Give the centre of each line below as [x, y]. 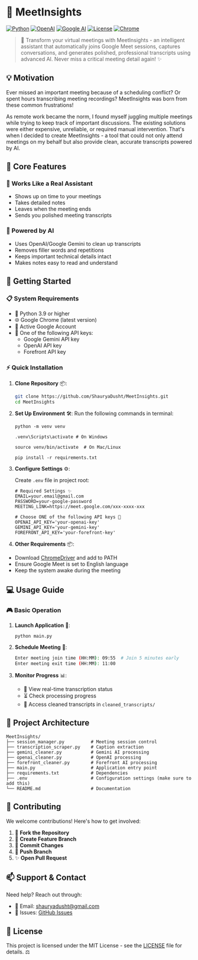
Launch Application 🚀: [43, 625]
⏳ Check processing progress [60, 696]
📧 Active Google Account [45, 327]
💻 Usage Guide [35, 590]
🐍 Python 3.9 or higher [42, 313]
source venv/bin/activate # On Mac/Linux [68, 448]
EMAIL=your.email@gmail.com [49, 496]
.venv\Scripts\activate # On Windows [61, 437]
